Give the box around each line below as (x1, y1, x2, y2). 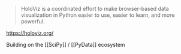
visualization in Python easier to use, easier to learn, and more (20, 11, 175, 19)
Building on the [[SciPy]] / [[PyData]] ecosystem (6, 41, 125, 48)
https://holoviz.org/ (6, 29, 54, 37)
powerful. (20, 18, 45, 25)
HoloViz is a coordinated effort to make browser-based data (20, 5, 169, 12)
